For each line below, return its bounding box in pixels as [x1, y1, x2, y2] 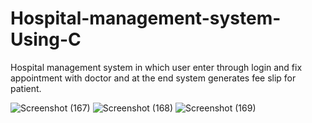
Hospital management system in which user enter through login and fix [10, 61, 303, 73]
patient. [10, 82, 42, 94]
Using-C [10, 28, 82, 51]
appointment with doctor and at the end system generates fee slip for [10, 72, 297, 84]
